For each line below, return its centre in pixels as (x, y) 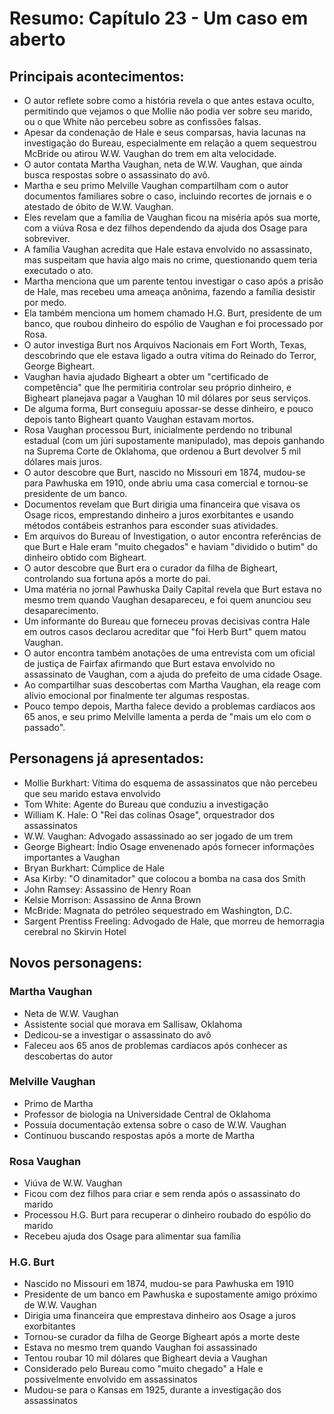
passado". (44, 727)
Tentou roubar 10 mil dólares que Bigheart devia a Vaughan (145, 1358)
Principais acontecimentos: (97, 76)
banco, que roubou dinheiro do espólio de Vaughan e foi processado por (173, 323)
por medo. (45, 302)
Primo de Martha (58, 1103)
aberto (37, 39)
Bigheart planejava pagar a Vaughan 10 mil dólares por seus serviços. (167, 398)
